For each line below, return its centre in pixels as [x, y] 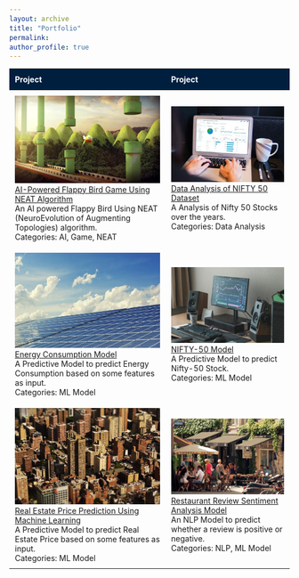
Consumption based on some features [85, 373]
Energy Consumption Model [66, 354]
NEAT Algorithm [44, 199]
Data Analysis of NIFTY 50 [219, 188]
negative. [188, 538]
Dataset [185, 198]
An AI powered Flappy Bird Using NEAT [86, 208]
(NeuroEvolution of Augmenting [73, 217]
